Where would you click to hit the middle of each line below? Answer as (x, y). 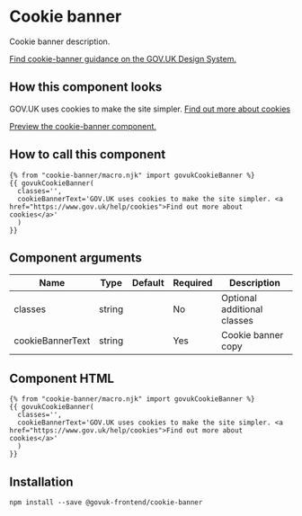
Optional (240, 298)
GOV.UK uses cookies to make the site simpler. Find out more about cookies (150, 109)
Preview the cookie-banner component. (83, 126)
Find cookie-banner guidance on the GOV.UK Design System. (123, 58)
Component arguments (75, 258)
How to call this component (88, 155)
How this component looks (86, 87)
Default (148, 283)
